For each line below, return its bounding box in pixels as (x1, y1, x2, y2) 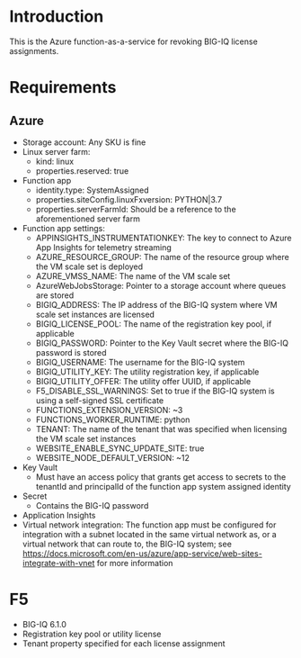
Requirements (9, 77, 117, 98)
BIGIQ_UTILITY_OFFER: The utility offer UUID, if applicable (35, 375, 252, 386)
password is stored (35, 347, 107, 357)
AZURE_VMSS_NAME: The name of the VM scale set (35, 270, 231, 281)
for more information (96, 557, 173, 568)
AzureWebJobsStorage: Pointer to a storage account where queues (35, 280, 287, 291)
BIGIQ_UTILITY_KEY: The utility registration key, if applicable (35, 366, 260, 377)
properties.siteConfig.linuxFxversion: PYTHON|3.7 (35, 194, 223, 204)
